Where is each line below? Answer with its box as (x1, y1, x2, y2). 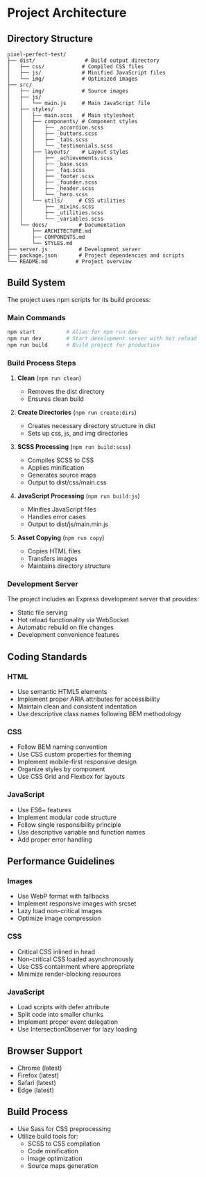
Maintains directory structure (27, 562, 111, 570)
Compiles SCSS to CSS (27, 456, 94, 464)
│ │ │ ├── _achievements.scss (7, 155, 113, 161)
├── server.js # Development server (7, 246, 141, 253)
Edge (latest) (17, 1086, 54, 1094)
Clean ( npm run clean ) (17, 374, 82, 382)
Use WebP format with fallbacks (17, 892, 110, 901)
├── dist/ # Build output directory (7, 57, 160, 64)
